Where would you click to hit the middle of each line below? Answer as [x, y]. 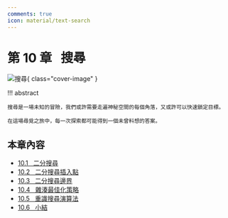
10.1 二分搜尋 [38, 163]
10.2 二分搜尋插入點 [48, 172]
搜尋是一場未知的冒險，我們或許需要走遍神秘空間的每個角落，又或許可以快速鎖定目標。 [116, 107]
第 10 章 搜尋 [47, 58]
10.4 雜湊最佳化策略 [48, 190]
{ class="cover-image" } [63, 79]
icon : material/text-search [49, 21]
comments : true [30, 14]
